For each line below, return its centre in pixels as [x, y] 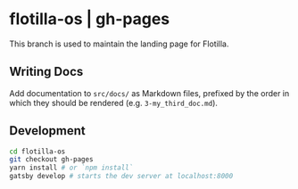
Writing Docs [46, 72]
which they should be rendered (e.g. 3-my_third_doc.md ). [114, 103]
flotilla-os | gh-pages [90, 19]
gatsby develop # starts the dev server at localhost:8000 [121, 177]
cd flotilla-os [37, 152]
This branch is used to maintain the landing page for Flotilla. [119, 44]
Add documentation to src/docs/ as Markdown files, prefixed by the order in [149, 93]
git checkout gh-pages [51, 160]
